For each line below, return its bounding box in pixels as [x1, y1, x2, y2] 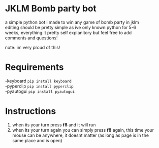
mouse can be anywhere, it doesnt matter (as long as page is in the [12, 132, 149, 138]
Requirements [5, 62, 64, 73]
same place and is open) [12, 137, 63, 143]
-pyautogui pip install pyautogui [5, 88, 75, 94]
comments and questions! [5, 35, 58, 41]
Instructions [5, 106, 56, 117]
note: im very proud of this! [5, 44, 60, 50]
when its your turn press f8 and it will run [12, 121, 96, 128]
